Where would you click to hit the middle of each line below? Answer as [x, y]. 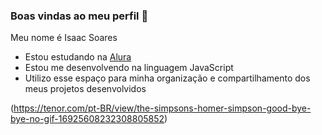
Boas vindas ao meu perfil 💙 [79, 16]
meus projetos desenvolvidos [85, 89]
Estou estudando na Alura [78, 57]
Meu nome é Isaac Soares [64, 38]
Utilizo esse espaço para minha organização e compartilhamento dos [167, 78]
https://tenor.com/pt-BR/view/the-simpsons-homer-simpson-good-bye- [162, 108]
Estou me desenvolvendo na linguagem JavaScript [129, 68]
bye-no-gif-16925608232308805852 [87, 119]
